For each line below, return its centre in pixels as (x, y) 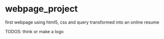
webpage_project (42, 9)
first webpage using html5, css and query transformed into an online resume (82, 22)
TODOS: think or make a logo (34, 31)
